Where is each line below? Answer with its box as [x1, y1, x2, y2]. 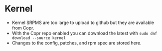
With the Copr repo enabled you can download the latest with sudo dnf [11, 30, 158, 36]
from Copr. [11, 24, 34, 30]
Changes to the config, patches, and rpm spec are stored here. [11, 39, 142, 45]
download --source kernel [11, 35, 66, 40]
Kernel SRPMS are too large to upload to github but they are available [11, 19, 155, 25]
